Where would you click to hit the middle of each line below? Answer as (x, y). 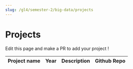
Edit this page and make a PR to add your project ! (57, 48)
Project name (24, 60)
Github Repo (110, 60)
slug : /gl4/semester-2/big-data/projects (49, 10)
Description (76, 60)
